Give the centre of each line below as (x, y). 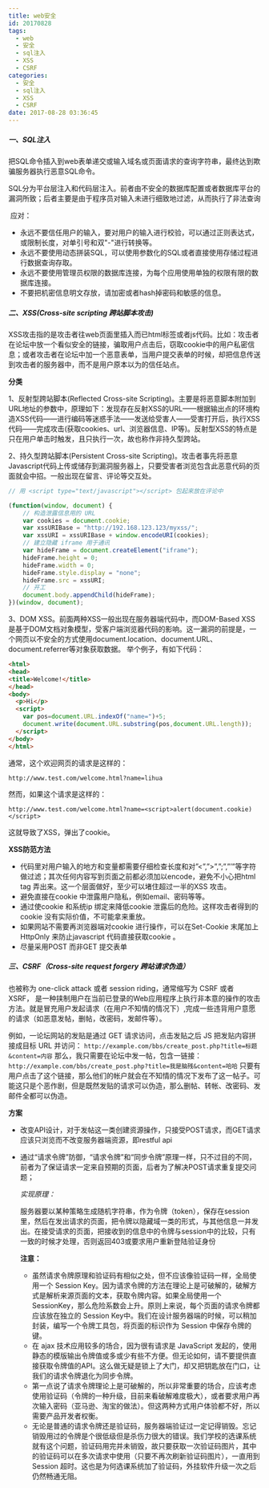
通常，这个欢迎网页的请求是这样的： (68, 763)
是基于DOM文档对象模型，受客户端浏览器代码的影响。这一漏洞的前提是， (129, 629)
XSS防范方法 (30, 849)
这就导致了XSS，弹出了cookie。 (61, 832)
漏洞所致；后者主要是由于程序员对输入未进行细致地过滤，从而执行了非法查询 (134, 198)
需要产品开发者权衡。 (67, 1416)
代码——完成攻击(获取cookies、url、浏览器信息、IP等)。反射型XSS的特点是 (133, 428)
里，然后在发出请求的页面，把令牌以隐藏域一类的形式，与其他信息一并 (136, 1221)
